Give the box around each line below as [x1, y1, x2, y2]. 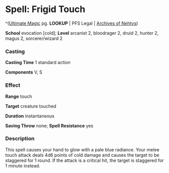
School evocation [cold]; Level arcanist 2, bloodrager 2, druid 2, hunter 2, [5, 30, 159, 36]
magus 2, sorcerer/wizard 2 [5, 35, 63, 41]
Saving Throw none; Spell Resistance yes [5, 123, 93, 129]
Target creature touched [5, 103, 57, 109]
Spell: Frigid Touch [5, 4, 86, 15]
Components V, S [5, 69, 42, 75]
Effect [5, 82, 21, 89]
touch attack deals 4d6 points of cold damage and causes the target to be [5, 152, 160, 158]
